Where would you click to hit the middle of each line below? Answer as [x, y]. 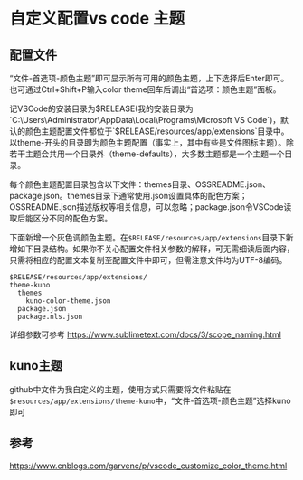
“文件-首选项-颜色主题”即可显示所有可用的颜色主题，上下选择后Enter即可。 [149, 78]
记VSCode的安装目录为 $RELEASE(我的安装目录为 [101, 108]
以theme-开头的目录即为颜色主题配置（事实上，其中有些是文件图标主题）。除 [151, 142]
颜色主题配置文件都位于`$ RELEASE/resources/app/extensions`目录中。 [157, 131]
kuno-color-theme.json [68, 301]
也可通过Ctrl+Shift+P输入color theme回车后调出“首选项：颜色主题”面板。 [145, 89]
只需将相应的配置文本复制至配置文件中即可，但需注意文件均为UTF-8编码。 [148, 260]
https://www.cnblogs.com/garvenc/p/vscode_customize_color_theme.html [148, 466]
